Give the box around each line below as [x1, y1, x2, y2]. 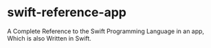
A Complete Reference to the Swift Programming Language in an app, [7, 27, 205, 35]
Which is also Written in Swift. [7, 34, 91, 42]
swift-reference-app [7, 5, 127, 20]
